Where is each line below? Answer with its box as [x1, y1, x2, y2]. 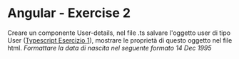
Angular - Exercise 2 [7, 5, 131, 21]
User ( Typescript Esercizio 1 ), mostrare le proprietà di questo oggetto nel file [7, 36, 233, 44]
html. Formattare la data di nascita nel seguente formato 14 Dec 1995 [7, 43, 212, 52]
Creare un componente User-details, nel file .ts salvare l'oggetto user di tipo [7, 28, 230, 37]
